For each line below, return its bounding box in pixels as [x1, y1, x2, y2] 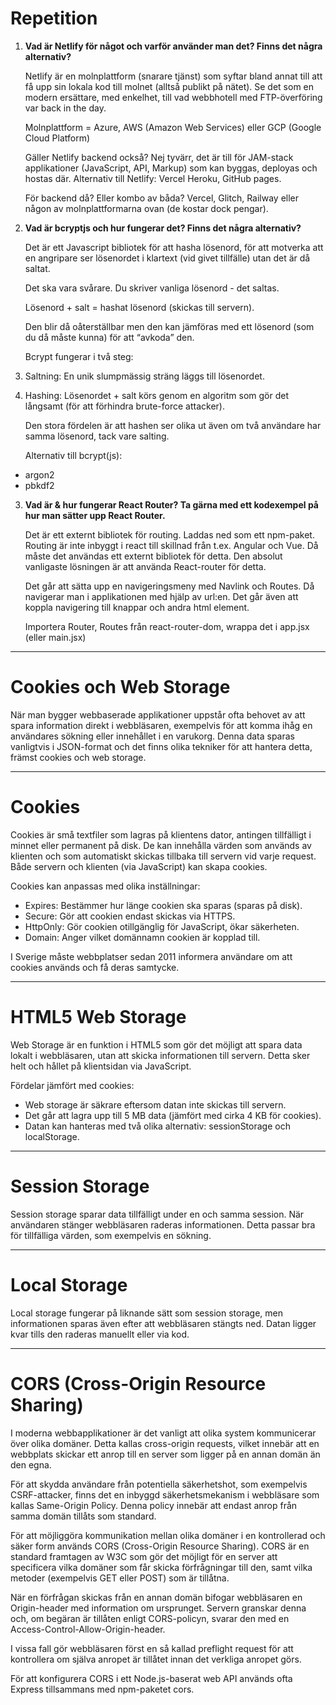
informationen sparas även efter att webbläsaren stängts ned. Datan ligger [10, 1317, 317, 1329]
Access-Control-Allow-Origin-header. [10, 1623, 166, 1635]
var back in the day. [24, 102, 107, 114]
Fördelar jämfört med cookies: [10, 1079, 135, 1091]
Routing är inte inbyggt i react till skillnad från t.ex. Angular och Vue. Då [24, 539, 319, 551]
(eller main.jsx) [24, 631, 87, 643]
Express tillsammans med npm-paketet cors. [10, 1683, 195, 1695]
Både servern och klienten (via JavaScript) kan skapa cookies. [10, 860, 268, 872]
